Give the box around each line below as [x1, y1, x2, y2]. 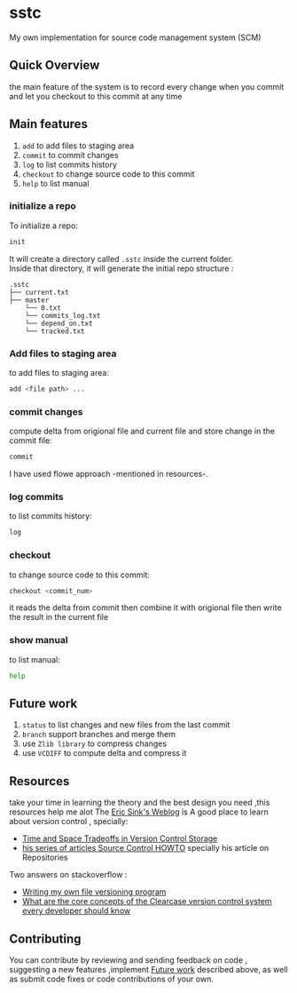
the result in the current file [9, 612, 109, 623]
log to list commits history [21, 159, 118, 170]
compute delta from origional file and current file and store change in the [9, 425, 275, 437]
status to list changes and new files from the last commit [21, 719, 231, 730]
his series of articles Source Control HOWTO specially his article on [21, 843, 270, 854]
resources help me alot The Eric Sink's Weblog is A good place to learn [9, 806, 269, 817]
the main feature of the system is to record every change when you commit [9, 81, 285, 91]
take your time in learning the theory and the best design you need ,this [9, 798, 270, 808]
